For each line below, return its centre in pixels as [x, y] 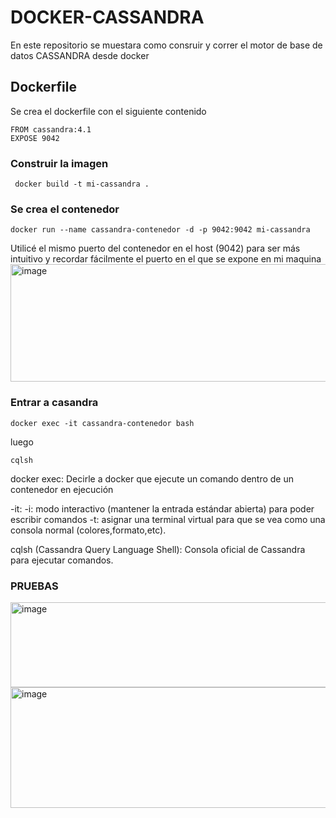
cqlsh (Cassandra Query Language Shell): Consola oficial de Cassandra [158, 549]
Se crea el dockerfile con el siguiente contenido [108, 111]
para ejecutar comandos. [62, 560]
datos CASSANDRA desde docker [80, 55]
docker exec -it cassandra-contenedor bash [102, 423]
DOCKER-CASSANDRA [107, 17]
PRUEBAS [34, 586]
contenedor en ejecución [62, 489]
